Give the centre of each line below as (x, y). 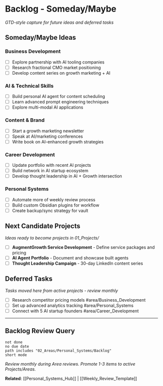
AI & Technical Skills (29, 86)
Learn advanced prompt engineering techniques (60, 102)
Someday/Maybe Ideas (41, 38)
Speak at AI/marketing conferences (48, 136)
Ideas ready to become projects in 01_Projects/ (52, 238)
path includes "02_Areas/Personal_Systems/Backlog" (58, 351)
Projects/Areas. (21, 369)
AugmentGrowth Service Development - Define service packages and (83, 247)
